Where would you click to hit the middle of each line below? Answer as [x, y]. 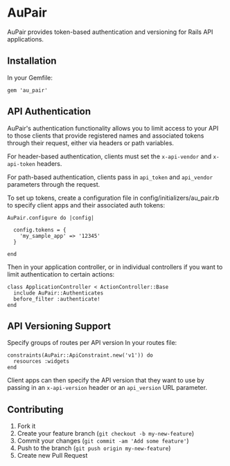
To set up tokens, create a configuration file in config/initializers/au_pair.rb [113, 198]
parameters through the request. [54, 184]
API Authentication [49, 112]
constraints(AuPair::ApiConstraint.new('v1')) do [80, 355]
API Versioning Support [59, 326]
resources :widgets [42, 362]
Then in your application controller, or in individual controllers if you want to [115, 267]
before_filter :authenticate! [57, 299]
